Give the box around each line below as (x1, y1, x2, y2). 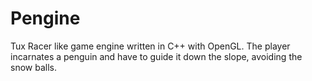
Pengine (10, 7, 81, 30)
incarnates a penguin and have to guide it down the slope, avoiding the (10, 50, 303, 62)
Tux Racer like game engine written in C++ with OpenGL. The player (10, 40, 291, 52)
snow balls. (10, 61, 57, 73)
